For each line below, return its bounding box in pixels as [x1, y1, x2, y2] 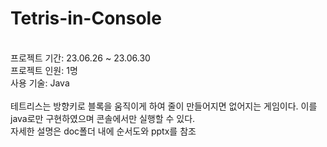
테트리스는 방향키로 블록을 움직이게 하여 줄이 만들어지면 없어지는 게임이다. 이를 [10, 100, 318, 112]
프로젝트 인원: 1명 [10, 64, 78, 76]
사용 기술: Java [10, 77, 70, 89]
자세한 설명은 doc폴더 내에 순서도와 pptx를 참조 [10, 125, 197, 137]
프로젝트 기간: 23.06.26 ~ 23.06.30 [10, 52, 151, 64]
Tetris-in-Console [10, 7, 162, 30]
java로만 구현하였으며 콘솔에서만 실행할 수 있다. [10, 112, 196, 124]
